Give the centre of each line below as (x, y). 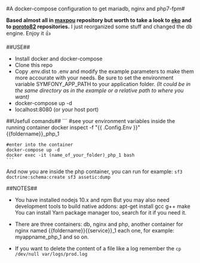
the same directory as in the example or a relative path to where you (99, 90)
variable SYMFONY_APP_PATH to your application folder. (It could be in (103, 84)
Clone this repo (33, 65)
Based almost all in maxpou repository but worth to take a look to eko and (99, 20)
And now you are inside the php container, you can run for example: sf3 (94, 172)
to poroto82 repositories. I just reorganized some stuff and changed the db (99, 27)
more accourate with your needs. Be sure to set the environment (94, 78)
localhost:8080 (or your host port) (57, 109)
